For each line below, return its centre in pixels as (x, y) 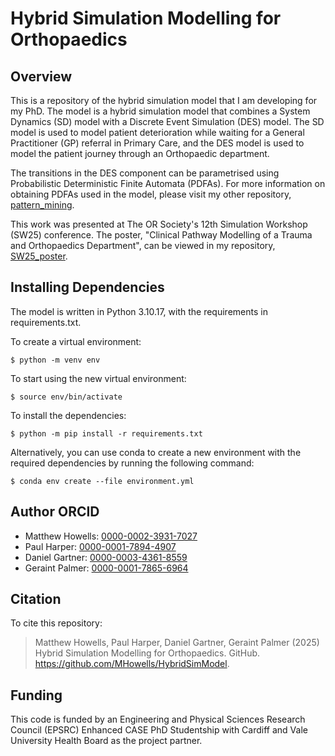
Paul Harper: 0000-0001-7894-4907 (100, 546)
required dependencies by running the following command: (132, 463)
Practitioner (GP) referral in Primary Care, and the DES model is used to (157, 143)
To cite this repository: (56, 623)
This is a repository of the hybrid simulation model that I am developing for (164, 100)
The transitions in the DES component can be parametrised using (145, 173)
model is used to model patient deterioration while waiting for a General (157, 132)
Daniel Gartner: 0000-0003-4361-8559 (106, 557)
